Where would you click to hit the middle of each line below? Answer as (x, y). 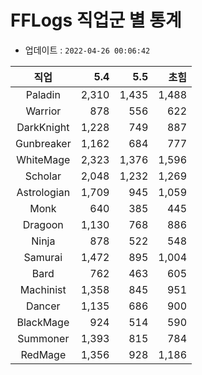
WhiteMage (43, 159)
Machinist (43, 289)
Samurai (43, 257)
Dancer (43, 306)
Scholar (43, 176)
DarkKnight (43, 127)
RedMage (43, 354)
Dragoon (43, 224)
